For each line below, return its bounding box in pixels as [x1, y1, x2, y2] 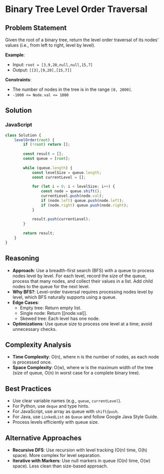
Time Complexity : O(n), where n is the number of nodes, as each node [12, 354, 159, 360]
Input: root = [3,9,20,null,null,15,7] [12, 62, 93, 67]
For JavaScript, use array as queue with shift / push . [12, 408, 119, 415]
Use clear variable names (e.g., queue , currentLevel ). [12, 398, 121, 404]
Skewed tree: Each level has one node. [19, 315, 100, 321]
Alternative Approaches [5, 433, 81, 442]
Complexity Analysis [5, 340, 71, 349]
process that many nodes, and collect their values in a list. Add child [12, 278, 153, 284]
